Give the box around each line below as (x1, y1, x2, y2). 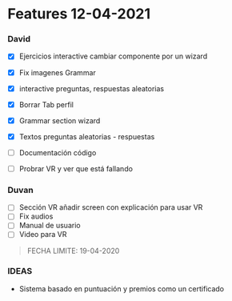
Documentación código (18, 147, 97, 157)
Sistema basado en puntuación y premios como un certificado (18, 283, 225, 293)
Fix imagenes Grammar (18, 67, 97, 77)
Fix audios (18, 211, 54, 221)
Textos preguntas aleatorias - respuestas (18, 131, 155, 141)
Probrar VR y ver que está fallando (18, 163, 134, 173)
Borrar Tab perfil (18, 99, 74, 109)
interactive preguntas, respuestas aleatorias (18, 83, 165, 93)
